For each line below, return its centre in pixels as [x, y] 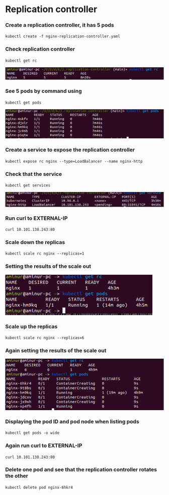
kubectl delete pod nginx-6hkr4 [39, 487]
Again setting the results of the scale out [56, 351]
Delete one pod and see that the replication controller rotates [81, 470]
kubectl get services [28, 185]
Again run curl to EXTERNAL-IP [44, 445]
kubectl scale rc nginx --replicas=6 [45, 338]
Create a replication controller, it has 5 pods [60, 25]
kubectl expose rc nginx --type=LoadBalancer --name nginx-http [74, 161]
